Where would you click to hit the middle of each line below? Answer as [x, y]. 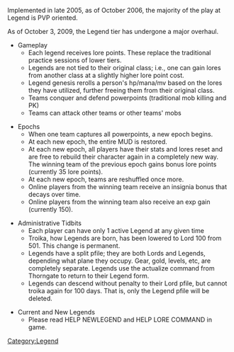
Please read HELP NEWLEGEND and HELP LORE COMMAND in [120, 319]
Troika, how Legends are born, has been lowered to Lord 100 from [125, 238]
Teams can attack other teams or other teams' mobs [105, 113]
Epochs [29, 126]
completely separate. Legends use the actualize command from [121, 268]
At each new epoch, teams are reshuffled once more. [106, 179]
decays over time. [54, 194]
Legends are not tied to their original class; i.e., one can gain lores [124, 68]
